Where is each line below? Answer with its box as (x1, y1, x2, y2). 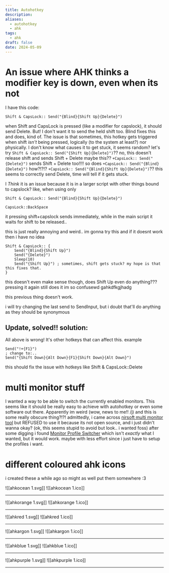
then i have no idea (5, 234, 45, 240)
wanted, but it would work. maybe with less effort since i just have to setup (5, 436, 160, 442)
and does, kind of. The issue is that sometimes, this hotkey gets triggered (5, 134, 157, 140)
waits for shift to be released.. (5, 219, 67, 225)
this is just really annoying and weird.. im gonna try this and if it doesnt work (5, 228, 163, 234)
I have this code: (5, 104, 40, 111)
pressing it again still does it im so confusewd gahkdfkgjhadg (5, 284, 132, 290)
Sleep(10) (14, 257, 35, 262)
